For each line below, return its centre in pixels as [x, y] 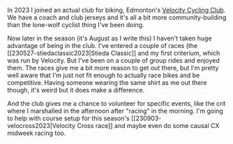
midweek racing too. [37, 133]
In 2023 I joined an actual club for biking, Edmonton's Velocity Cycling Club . [116, 10]
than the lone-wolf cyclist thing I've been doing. [76, 25]
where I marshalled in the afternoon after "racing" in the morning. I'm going [115, 111]
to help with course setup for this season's [69, 118]
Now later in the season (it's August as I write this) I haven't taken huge [110, 38]
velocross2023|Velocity [41, 126]
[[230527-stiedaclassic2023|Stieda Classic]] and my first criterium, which [114, 53]
